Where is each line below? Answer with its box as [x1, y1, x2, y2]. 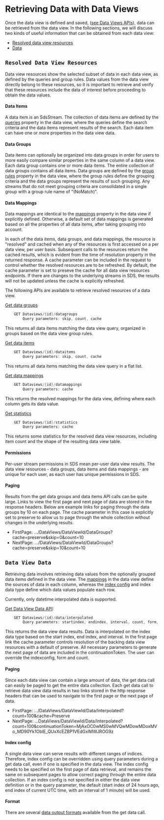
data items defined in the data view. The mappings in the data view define [5, 576, 154, 582]
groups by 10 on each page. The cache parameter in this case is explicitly [5, 509, 154, 515]
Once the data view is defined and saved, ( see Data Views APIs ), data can [5, 20, 155, 26]
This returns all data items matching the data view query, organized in [5, 325, 146, 331]
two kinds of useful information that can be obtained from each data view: [5, 30, 155, 36]
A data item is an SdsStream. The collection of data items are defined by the [5, 114, 159, 120]
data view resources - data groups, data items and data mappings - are [5, 466, 149, 472]
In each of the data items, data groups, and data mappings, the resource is [5, 236, 156, 242]
